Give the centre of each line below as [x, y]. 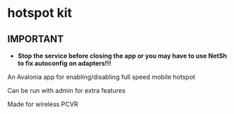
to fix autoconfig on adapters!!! [64, 63]
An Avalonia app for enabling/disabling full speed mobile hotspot [101, 77]
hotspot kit [40, 13]
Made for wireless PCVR [43, 104]
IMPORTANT [35, 39]
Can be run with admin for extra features [66, 90]
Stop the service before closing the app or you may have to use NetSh [122, 56]
